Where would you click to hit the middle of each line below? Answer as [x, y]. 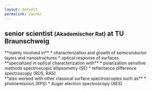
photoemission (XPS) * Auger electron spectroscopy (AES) [64, 84]
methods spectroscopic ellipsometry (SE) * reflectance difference [71, 68]
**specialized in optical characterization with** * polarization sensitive [75, 63]
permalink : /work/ [23, 14]
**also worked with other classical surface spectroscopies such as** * [76, 78]
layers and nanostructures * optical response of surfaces [62, 58]
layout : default [21, 9]
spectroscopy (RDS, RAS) [30, 74]
